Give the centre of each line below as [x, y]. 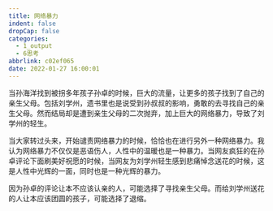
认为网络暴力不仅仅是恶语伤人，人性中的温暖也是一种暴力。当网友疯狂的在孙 [136, 150]
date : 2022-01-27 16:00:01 [54, 69]
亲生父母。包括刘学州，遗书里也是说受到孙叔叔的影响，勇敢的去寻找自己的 [133, 103]
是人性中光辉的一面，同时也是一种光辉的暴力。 [87, 170]
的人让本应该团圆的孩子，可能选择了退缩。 [80, 198]
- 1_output [34, 46]
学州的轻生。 [30, 123]
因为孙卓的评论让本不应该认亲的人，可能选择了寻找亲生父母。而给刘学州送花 [136, 188]
